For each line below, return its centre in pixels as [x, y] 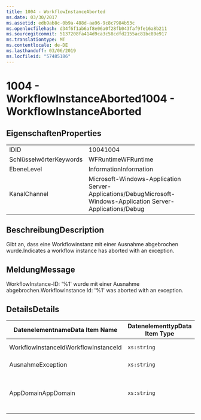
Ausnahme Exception [38, 365]
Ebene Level [26, 169]
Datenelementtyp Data [160, 326]
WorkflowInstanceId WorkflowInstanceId [66, 348]
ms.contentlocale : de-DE [37, 46]
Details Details [33, 309]
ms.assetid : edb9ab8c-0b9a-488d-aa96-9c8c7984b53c [71, 23]
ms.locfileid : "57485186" [38, 56]
